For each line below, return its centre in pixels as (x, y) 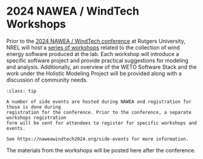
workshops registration (36, 118)
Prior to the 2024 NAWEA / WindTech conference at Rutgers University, (96, 41)
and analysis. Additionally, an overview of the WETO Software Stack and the (101, 67)
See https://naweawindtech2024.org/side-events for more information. (98, 139)
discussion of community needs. (47, 80)
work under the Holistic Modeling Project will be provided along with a (94, 73)
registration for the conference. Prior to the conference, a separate (99, 112)
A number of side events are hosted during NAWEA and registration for (99, 102)
